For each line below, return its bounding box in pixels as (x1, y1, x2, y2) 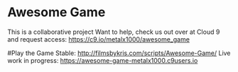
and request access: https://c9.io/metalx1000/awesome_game (7, 35, 190, 43)
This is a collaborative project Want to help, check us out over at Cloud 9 (7, 28, 220, 36)
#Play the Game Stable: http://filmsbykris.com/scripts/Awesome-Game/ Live (7, 49, 231, 57)
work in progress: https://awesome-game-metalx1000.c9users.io (7, 56, 198, 64)
